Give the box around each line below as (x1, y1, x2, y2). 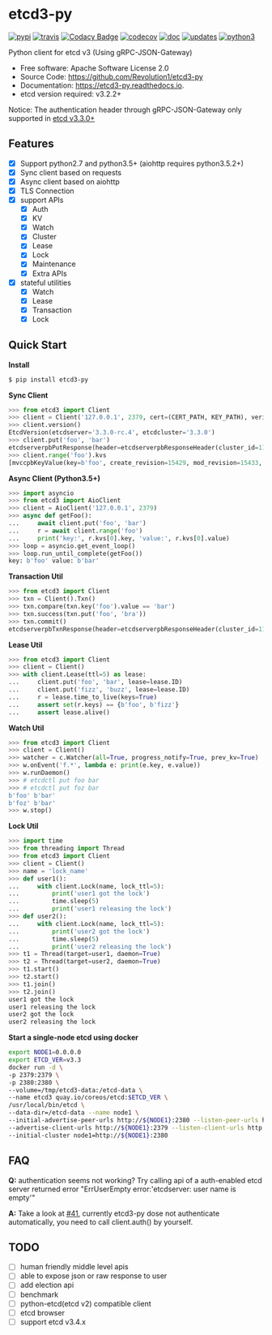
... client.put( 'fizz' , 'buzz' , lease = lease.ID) (8, 686, 190, 694)
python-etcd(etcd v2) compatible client (19, 1298, 151, 1308)
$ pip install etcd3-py (8, 375, 89, 384)
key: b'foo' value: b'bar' (8, 557, 100, 565)
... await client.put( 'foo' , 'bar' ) (8, 519, 147, 528)
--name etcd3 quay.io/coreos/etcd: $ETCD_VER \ (8, 1093, 168, 1102)
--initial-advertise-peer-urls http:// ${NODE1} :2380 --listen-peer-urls (8, 1117, 259, 1125)
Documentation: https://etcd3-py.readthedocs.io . (19, 80, 185, 90)
